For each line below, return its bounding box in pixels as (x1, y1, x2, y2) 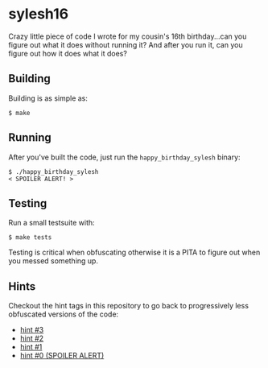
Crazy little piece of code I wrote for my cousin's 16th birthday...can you (8, 31, 247, 41)
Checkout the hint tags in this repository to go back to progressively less (8, 301, 249, 311)
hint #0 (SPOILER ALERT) (19, 351, 105, 361)
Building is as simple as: (8, 93, 89, 103)
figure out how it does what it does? (8, 48, 127, 58)
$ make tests (8, 234, 52, 242)
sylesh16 (8, 5, 69, 23)
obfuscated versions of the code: (8, 309, 119, 319)
